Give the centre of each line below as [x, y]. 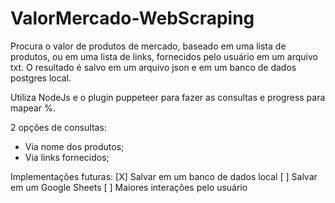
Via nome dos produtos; [74, 146]
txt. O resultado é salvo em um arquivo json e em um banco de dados [153, 67]
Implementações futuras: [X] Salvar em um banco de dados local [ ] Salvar [164, 176]
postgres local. [41, 78]
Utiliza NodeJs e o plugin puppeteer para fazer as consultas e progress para [168, 97]
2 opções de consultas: [58, 127]
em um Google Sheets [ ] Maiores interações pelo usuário [129, 187]
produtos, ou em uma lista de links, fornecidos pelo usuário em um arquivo [164, 56]
